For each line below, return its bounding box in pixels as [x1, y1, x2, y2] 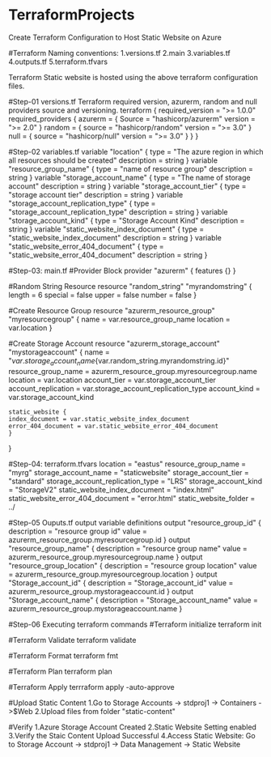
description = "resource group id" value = [8, 526, 148, 536]
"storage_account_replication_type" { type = [8, 198, 156, 208]
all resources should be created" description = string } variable [8, 155, 218, 165]
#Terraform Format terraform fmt [8, 650, 119, 661]
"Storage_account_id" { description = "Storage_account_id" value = [8, 577, 234, 588]
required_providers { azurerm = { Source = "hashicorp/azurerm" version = [8, 113, 256, 123]
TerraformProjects [8, 6, 135, 24]
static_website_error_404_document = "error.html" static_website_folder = [8, 493, 256, 503]
